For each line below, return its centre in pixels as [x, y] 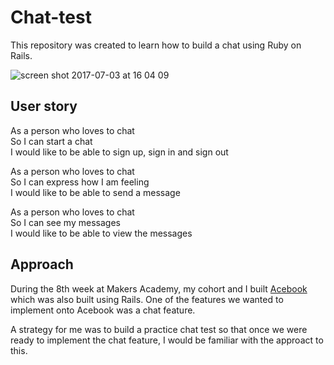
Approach [42, 264]
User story [44, 106]
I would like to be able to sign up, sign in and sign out [119, 152]
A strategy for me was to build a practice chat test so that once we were [159, 329]
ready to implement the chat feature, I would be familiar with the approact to [167, 340]
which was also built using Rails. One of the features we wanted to [147, 299]
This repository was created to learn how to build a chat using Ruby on [156, 45]
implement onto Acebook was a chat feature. [103, 310]
